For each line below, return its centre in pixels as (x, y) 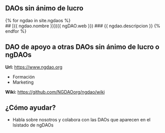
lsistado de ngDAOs (33, 125)
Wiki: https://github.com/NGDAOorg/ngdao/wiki (55, 92)
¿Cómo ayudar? (31, 108)
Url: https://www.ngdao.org (34, 67)
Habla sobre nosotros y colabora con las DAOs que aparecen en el (81, 120)
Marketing (23, 82)
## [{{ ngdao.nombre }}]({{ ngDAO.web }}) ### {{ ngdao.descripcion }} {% (83, 26)
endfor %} (16, 31)
